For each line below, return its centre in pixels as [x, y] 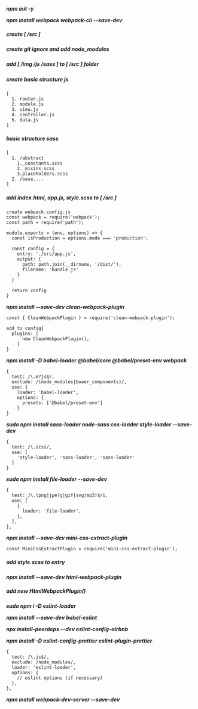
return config [29, 291]
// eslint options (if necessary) [60, 678]
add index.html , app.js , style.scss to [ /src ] [61, 198]
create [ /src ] [23, 34]
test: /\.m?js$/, [33, 377]
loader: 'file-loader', [52, 511]
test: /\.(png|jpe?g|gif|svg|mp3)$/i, [60, 496]
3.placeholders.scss [42, 174]
